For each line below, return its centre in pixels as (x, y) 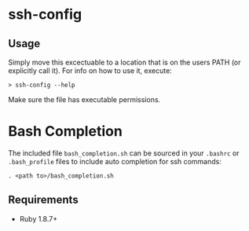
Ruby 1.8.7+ (38, 218)
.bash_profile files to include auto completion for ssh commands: (115, 161)
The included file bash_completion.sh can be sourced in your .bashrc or (124, 153)
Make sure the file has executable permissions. (84, 99)
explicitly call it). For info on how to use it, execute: (90, 71)
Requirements (43, 200)
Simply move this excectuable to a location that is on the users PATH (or (124, 62)
